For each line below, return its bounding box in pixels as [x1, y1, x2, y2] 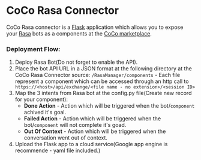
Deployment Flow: [6, 45, 61, 53]
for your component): [14, 96, 68, 103]
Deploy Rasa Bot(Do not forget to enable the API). [14, 58, 138, 66]
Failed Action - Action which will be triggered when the [23, 115, 161, 122]
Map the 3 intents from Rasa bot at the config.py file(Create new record [14, 90, 192, 97]
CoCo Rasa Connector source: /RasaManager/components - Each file [14, 72, 181, 79]
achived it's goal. [23, 109, 67, 116]
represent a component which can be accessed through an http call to [14, 78, 189, 85]
